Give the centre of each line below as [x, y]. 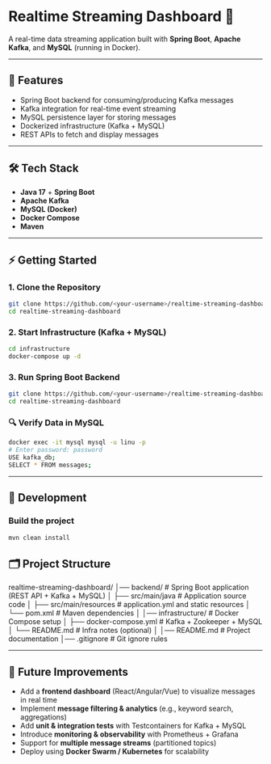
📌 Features [36, 80]
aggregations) [43, 717]
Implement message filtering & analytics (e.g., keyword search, [127, 709]
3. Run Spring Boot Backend [64, 377]
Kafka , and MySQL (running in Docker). [75, 47]
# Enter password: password [56, 450]
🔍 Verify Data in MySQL [56, 423]
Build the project [42, 521]
